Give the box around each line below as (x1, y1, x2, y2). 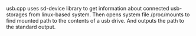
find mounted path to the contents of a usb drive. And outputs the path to (6, 17, 185, 24)
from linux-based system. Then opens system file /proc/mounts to (28, 11, 190, 18)
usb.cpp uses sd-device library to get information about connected (6, 5, 169, 12)
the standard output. (6, 23, 56, 30)
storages (6, 11, 28, 18)
